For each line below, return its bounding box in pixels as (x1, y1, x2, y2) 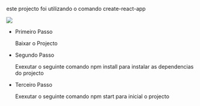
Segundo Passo (14, 51, 54, 58)
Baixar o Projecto (14, 40, 58, 47)
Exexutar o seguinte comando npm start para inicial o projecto (14, 93, 170, 100)
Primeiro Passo (14, 28, 53, 35)
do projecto (14, 69, 44, 76)
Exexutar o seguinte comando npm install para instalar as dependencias (14, 63, 194, 70)
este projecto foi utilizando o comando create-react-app (6, 5, 146, 12)
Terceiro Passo (14, 81, 52, 88)
